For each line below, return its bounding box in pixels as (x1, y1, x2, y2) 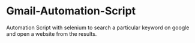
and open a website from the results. (6, 30, 97, 37)
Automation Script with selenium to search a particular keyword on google (6, 24, 190, 31)
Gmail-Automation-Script (6, 4, 136, 18)
